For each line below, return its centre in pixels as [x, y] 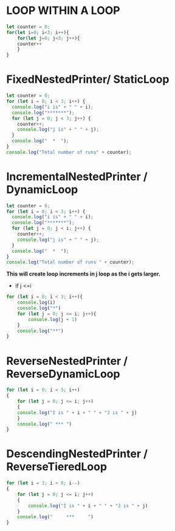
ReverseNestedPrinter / [67, 361]
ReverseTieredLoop [57, 467]
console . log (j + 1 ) [53, 319]
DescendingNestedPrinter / [77, 454]
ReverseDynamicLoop [63, 374]
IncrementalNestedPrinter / [77, 176]
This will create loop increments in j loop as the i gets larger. [84, 274]
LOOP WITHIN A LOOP [63, 11]
